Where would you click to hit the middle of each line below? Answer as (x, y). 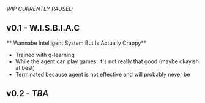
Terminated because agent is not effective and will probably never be (102, 74)
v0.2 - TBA (28, 93)
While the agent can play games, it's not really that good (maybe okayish (107, 61)
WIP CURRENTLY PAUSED (40, 9)
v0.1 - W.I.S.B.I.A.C (43, 28)
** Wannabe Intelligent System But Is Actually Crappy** (76, 43)
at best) (25, 67)
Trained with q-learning (45, 55)
